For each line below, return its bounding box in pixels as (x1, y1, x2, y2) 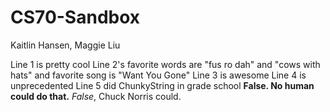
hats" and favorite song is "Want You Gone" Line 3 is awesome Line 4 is (10, 69, 307, 81)
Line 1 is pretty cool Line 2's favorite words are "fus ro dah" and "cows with (10, 58, 321, 70)
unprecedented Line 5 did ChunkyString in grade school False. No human (10, 79, 315, 91)
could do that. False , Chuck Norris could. (10, 90, 182, 102)
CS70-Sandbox (10, 6, 141, 29)
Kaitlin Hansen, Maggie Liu (10, 39, 121, 51)
